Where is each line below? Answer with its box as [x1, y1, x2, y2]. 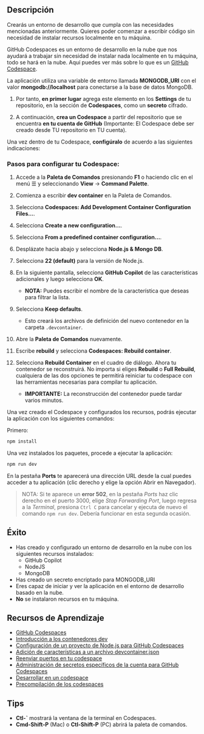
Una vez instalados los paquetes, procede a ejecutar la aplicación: [7, 449, 173, 457]
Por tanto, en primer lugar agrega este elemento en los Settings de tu [15, 95, 191, 102]
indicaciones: [7, 144, 41, 151]
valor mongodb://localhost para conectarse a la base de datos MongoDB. [7, 83, 193, 91]
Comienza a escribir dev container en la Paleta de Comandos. [15, 192, 172, 199]
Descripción [7, 5, 54, 15]
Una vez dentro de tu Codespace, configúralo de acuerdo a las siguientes [7, 138, 193, 145]
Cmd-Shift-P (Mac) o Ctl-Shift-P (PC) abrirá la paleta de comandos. [15, 721, 188, 729]
